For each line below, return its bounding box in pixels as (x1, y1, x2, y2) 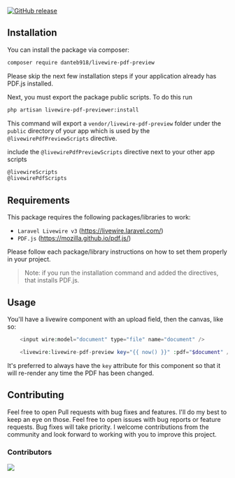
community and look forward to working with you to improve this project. (7, 430, 217, 438)
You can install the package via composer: (7, 46, 129, 54)
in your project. (7, 255, 51, 264)
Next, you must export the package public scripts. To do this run (7, 93, 193, 101)
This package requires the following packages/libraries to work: (7, 213, 191, 221)
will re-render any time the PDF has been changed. (7, 369, 155, 377)
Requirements (7, 194, 70, 206)
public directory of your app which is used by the (7, 126, 150, 135)
